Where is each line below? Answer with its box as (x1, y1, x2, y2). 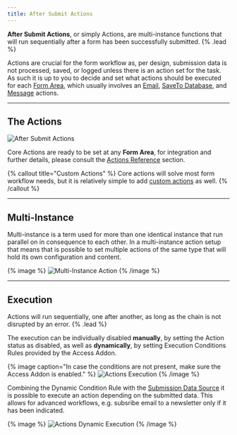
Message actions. (7, 88, 59, 97)
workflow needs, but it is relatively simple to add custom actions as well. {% (7, 177, 228, 185)
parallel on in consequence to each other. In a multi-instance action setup (7, 238, 221, 246)
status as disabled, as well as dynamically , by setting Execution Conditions (7, 341, 226, 350)
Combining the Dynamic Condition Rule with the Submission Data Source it (7, 383, 225, 393)
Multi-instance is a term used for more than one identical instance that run (7, 231, 224, 239)
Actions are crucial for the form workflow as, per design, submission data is (7, 58, 227, 67)
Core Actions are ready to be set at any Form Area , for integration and (7, 148, 212, 156)
